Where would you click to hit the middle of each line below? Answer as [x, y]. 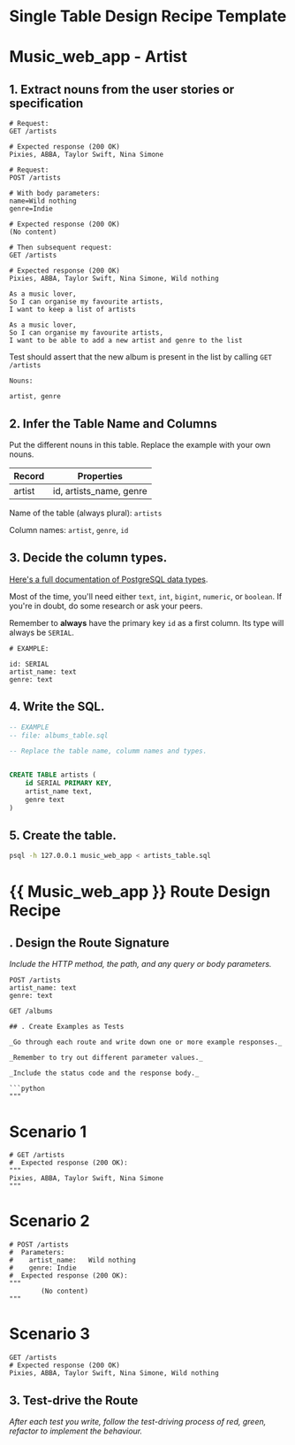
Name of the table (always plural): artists [86, 513]
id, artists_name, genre [100, 491]
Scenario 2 [49, 1221]
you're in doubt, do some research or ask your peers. [106, 606]
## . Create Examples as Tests [67, 1027]
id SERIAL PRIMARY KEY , [69, 784]
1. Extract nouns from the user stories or [122, 89]
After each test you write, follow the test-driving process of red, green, [138, 1421]
